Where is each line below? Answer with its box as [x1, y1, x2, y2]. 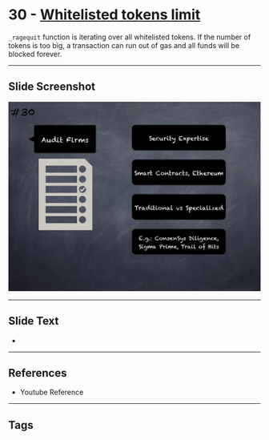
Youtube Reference [19, 387, 84, 398]
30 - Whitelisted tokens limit [8, 6, 201, 24]
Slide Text [8, 314, 59, 328]
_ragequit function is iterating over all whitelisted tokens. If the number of [8, 32, 251, 42]
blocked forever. [8, 49, 62, 59]
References [8, 366, 67, 380]
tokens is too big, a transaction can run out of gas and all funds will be [8, 40, 240, 50]
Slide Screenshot [8, 80, 96, 94]
